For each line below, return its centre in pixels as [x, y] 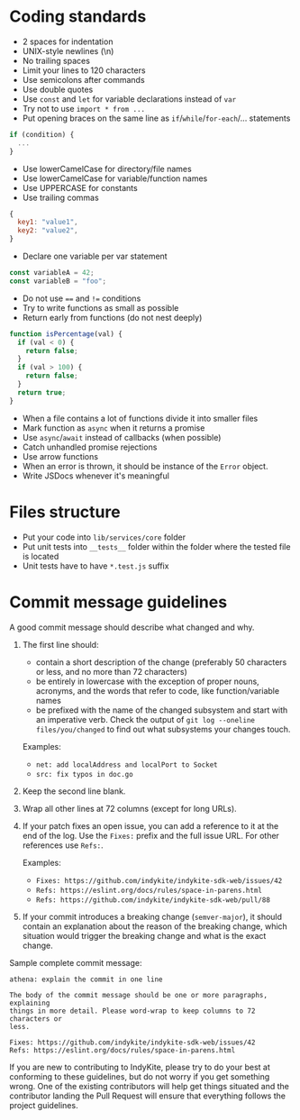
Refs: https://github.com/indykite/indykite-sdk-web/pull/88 [153, 900]
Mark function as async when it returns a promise [114, 428]
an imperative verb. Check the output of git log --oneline [145, 719]
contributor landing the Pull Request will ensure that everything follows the [148, 1096]
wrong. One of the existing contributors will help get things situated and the [150, 1086]
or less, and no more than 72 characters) [111, 671]
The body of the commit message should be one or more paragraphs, [139, 995]
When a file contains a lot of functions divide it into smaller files [140, 418]
